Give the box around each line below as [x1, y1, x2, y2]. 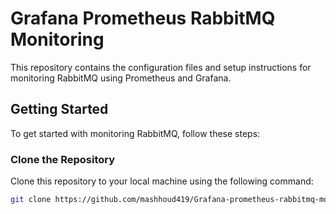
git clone [10, 195, 52, 205]
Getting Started [10, 101, 109, 118]
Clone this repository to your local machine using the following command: [10, 175, 314, 187]
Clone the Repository [10, 152, 116, 166]
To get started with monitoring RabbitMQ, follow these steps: [10, 127, 261, 139]
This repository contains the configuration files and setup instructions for [10, 61, 312, 73]
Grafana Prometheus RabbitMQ [10, 7, 276, 30]
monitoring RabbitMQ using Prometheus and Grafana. [10, 72, 232, 84]
